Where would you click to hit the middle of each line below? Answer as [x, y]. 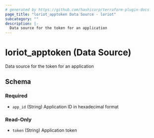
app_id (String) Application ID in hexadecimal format [65, 106]
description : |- [22, 23]
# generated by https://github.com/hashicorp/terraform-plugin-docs [77, 10]
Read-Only [19, 119]
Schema [18, 82]
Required [16, 96]
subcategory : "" [22, 19]
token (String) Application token [45, 130]
